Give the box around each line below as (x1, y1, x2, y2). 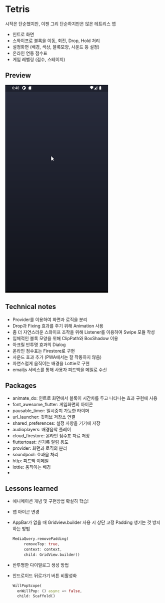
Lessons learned (5, 484, 58, 493)
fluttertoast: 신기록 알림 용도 (12, 439, 69, 445)
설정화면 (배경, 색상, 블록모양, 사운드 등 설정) (12, 44, 100, 50)
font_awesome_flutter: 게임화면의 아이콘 (12, 402, 93, 408)
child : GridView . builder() (23, 552, 80, 557)
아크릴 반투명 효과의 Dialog (12, 342, 66, 348)
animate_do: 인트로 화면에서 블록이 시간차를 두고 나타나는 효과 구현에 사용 (12, 395, 157, 401)
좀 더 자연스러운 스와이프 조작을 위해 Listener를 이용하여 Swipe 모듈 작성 (12, 329, 155, 335)
